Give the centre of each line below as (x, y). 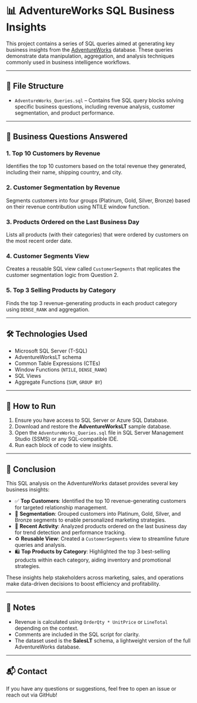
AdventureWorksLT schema (48, 357)
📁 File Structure (35, 86)
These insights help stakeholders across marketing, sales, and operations (95, 577)
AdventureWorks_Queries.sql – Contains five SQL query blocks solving (99, 100)
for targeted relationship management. (61, 508)
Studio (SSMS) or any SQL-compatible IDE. (66, 439)
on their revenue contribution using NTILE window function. (78, 207)
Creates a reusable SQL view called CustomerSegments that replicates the (93, 269)
